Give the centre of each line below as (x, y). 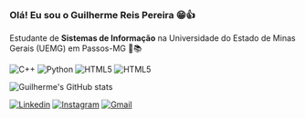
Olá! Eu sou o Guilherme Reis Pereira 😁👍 (103, 15)
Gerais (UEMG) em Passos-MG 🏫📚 (76, 48)
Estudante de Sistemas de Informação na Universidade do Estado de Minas (152, 38)
